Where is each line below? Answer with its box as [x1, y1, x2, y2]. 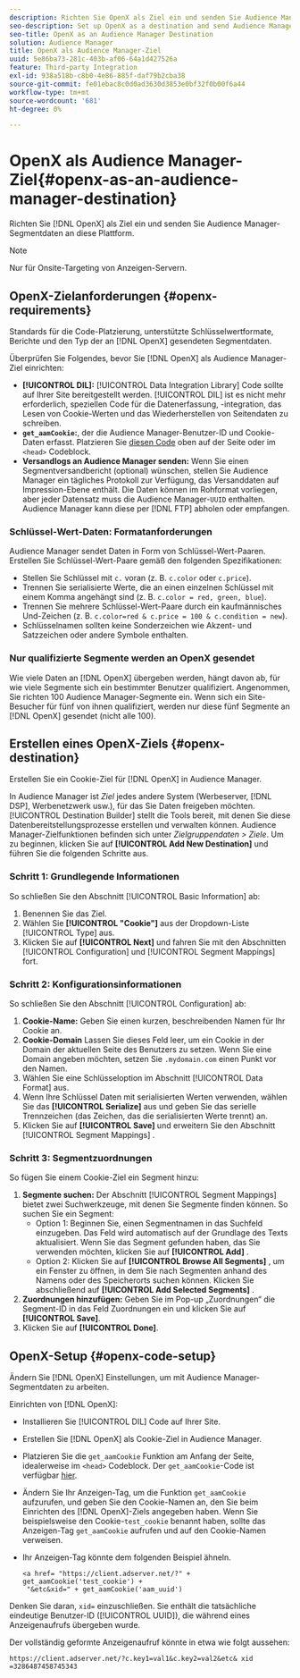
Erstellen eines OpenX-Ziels [9, 736, 169, 751]
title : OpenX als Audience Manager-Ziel [9, 46, 162, 55]
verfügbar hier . [21, 1470, 78, 1480]
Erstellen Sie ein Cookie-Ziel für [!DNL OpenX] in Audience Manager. [9, 774, 262, 785]
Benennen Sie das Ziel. [21, 908, 107, 919]
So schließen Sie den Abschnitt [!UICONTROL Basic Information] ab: [9, 890, 261, 901]
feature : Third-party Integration [9, 63, 138, 72]
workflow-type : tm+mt [9, 88, 90, 97]
